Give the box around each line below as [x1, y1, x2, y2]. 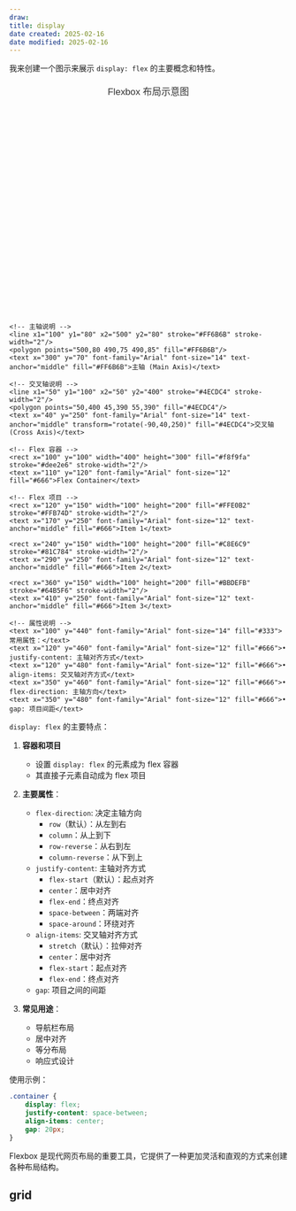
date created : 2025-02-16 [9, 29, 104, 38]
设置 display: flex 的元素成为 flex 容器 [34, 759, 179, 770]
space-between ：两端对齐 [48, 907, 140, 918]
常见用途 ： [21, 1004, 62, 1014]
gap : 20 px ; [25, 1125, 65, 1134]
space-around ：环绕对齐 [48, 918, 135, 929]
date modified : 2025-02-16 [9, 37, 109, 47]
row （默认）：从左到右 [48, 819, 126, 829]
